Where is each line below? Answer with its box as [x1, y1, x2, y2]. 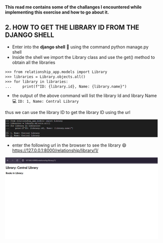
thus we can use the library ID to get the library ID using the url [5, 109, 130, 115]
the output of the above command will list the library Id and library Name [12, 93, 157, 98]
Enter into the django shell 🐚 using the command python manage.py [12, 44, 149, 50]
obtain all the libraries [12, 59, 56, 65]
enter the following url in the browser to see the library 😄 [12, 142, 127, 148]
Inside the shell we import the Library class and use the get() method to [12, 54, 155, 60]
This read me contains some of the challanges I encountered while [5, 4, 142, 10]
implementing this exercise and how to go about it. [5, 9, 109, 15]
